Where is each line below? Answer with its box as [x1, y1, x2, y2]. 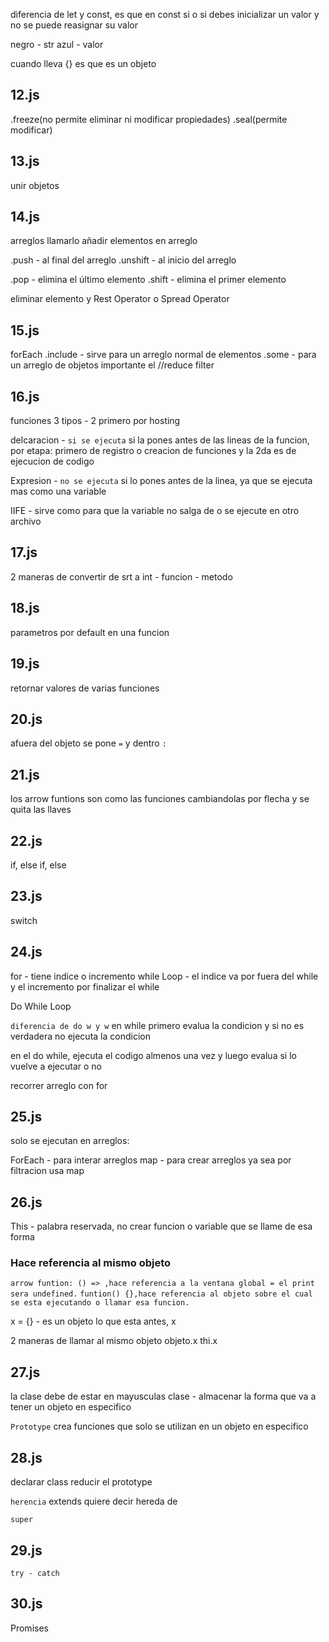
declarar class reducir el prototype [10, 1476, 153, 1488]
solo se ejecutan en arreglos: [10, 1135, 130, 1147]
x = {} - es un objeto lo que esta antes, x [10, 1315, 177, 1328]
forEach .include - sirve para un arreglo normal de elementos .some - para [10, 349, 317, 361]
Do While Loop [10, 1000, 72, 1012]
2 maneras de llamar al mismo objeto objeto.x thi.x [10, 1335, 218, 1347]
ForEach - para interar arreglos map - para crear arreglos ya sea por [10, 1154, 292, 1166]
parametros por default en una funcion [10, 626, 170, 638]
